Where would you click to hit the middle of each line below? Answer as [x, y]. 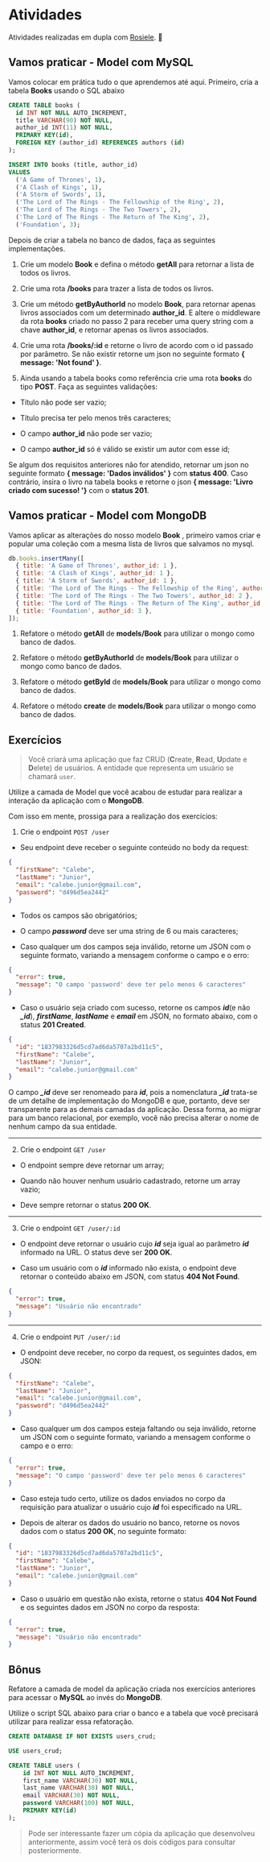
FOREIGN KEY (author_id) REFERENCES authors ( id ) [100, 143]
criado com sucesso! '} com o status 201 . [79, 490]
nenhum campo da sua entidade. [63, 1126]
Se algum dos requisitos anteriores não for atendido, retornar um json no [129, 464]
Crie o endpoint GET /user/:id [70, 1228]
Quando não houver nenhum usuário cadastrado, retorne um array [130, 1181]
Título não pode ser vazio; [63, 402]
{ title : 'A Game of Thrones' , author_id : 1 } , [97, 566]
